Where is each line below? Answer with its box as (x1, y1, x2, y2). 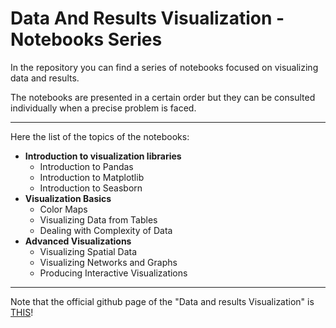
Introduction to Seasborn (39, 182, 143, 194)
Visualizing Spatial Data (39, 245, 138, 257)
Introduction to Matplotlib (39, 171, 145, 183)
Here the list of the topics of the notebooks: (10, 130, 190, 142)
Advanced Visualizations (24, 235, 132, 247)
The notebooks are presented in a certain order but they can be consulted (10, 91, 316, 103)
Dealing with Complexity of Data (39, 224, 173, 236)
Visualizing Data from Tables (39, 213, 158, 226)
